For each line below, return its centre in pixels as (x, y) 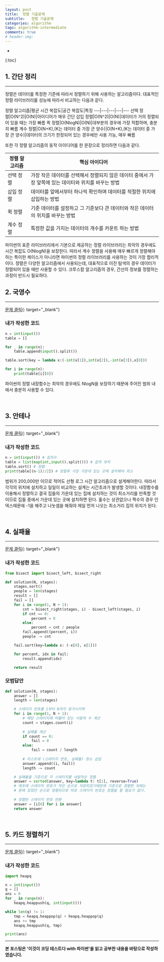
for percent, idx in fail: (41, 654)
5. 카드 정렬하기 (27, 834)
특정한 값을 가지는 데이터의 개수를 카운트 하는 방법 (85, 228)
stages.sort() (28, 587)
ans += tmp (25, 921)
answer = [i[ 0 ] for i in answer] (48, 804)
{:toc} (11, 60)
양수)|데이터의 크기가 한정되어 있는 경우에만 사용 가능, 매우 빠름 (75, 135)
